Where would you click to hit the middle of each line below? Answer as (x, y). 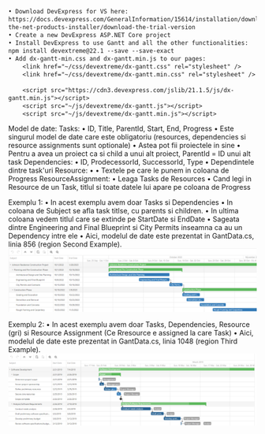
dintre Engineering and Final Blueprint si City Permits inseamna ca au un (125, 227)
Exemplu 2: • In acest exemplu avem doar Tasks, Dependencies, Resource (129, 324)
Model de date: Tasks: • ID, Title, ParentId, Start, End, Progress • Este (121, 128)
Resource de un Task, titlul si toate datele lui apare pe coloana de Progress (129, 187)
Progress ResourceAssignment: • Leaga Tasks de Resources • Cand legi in (130, 179)
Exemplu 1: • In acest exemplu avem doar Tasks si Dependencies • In (121, 202)
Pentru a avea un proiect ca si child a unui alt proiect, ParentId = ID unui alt (129, 154)
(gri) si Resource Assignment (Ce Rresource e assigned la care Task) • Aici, (131, 332)
